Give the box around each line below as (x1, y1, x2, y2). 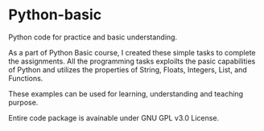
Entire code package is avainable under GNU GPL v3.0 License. (8, 113, 220, 122)
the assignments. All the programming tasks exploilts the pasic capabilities (8, 56, 256, 66)
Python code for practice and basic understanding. (8, 32, 178, 42)
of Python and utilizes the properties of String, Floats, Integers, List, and (8, 64, 247, 74)
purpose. (8, 97, 39, 107)
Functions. (8, 73, 43, 83)
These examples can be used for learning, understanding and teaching (8, 88, 244, 98)
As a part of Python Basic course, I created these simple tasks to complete (8, 47, 256, 57)
